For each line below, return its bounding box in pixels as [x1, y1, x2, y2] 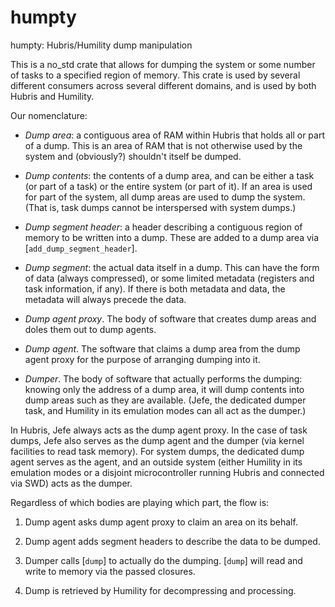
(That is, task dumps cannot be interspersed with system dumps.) [24, 201, 297, 213]
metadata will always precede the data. [24, 293, 187, 305]
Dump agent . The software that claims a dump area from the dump [24, 342, 301, 355]
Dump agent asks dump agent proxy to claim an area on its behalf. [24, 516, 298, 528]
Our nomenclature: [10, 109, 88, 121]
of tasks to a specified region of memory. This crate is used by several [10, 69, 301, 81]
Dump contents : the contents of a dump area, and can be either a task [24, 169, 315, 181]
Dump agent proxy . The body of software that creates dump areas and [24, 312, 317, 325]
